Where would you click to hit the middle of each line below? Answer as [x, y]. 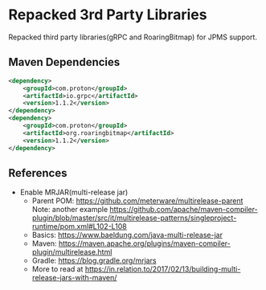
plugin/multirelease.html [72, 252]
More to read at [57, 269]
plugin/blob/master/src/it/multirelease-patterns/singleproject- [134, 218]
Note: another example [70, 210]
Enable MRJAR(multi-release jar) [74, 192]
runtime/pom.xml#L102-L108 [79, 227]
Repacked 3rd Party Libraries [108, 15]
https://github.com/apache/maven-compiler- [184, 210]
